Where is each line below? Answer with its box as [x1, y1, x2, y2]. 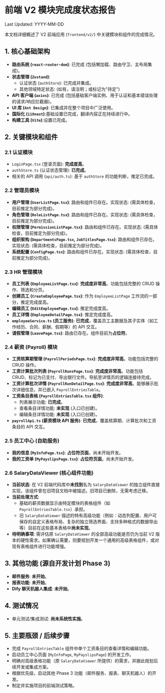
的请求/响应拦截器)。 [11, 98, 54, 104]
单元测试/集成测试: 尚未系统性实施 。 [11, 615, 85, 621]
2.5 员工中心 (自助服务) [4, 437, 60, 444]
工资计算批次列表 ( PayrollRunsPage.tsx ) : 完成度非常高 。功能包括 [11, 368, 143, 374]
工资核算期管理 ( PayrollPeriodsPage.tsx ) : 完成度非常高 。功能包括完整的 [11, 356, 159, 362]
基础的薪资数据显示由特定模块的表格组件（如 [19, 500, 111, 506]
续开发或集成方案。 [11, 664, 51, 670]
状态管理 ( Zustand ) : [11, 74, 50, 80]
